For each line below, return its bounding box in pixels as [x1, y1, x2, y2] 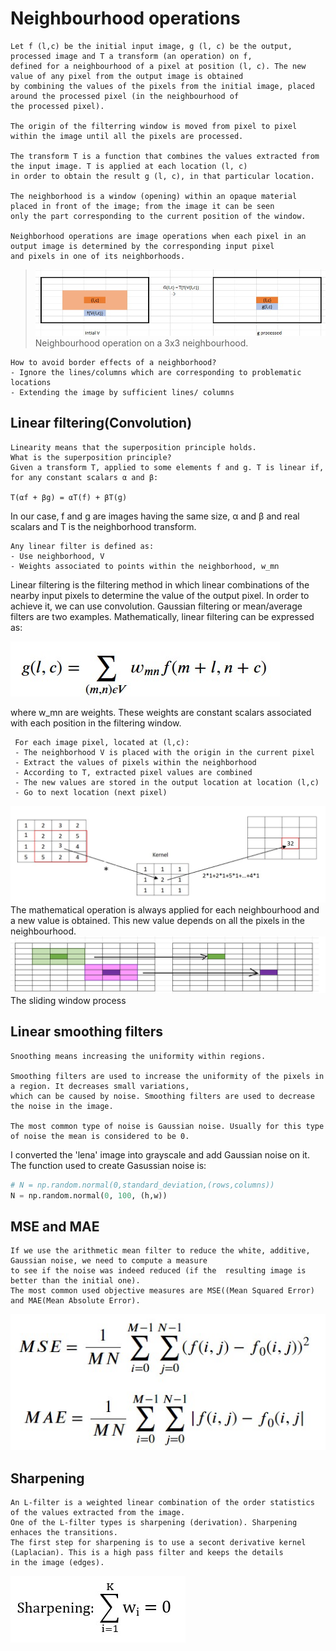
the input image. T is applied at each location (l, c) [10, 161, 248, 171]
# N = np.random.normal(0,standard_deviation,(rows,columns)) [10, 1180, 275, 1190]
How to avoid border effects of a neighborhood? [10, 358, 217, 368]
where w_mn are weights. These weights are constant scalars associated [10, 706, 312, 718]
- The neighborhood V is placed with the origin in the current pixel [14, 747, 315, 757]
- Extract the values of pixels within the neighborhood [14, 757, 257, 767]
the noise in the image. [10, 1101, 114, 1111]
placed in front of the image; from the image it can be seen [10, 201, 275, 211]
